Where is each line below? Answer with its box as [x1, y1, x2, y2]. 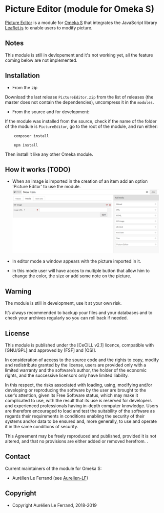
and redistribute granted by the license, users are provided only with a [5, 362, 146, 368]
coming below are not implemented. [5, 57, 78, 63]
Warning [5, 287, 32, 295]
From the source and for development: [12, 109, 90, 115]
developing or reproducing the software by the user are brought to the [5, 387, 146, 393]
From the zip [12, 84, 38, 90]
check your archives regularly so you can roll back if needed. [5, 315, 128, 321]
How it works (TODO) [5, 165, 71, 173]
